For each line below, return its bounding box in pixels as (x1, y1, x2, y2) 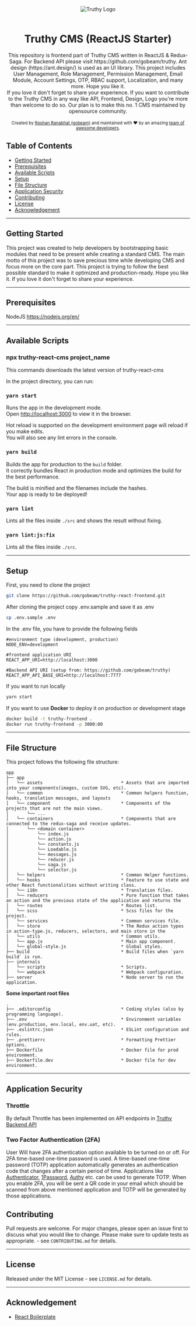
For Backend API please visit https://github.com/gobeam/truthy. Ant (24, 58, 187, 65)
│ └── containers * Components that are (6, 816, 176, 822)
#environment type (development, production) (6, 636, 118, 642)
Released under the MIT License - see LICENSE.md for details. (6, 1275, 153, 1282)
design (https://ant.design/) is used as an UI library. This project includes (10, 64, 185, 71)
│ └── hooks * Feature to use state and (6, 877, 190, 883)
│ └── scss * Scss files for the (6, 908, 174, 914)
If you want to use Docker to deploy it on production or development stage (6, 704, 185, 711)
